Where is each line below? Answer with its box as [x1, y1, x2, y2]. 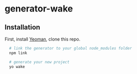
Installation [4, 23, 40, 31]
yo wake [9, 64, 25, 69]
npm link [9, 50, 27, 55]
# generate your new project [9, 59, 70, 64]
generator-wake [4, 3, 73, 14]
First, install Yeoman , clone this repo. [4, 36, 81, 42]
